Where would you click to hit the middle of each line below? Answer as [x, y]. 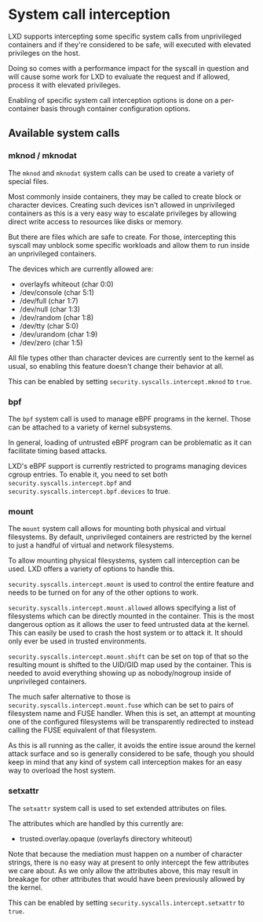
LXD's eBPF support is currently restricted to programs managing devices [128, 466]
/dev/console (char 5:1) [57, 292]
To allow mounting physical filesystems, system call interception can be [124, 561]
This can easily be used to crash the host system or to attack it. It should [126, 633]
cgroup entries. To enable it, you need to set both [88, 474]
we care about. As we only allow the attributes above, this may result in [123, 870]
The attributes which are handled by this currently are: [96, 823]
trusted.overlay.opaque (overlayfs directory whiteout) [106, 839]
